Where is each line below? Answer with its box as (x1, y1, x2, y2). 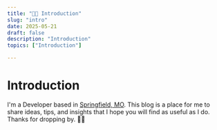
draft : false (7, 29, 45, 36)
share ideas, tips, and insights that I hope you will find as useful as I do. (7, 107, 210, 116)
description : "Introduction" (7, 36, 91, 43)
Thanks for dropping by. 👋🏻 (7, 115, 86, 123)
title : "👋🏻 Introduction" (7, 10, 82, 17)
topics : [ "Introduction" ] (7, 42, 82, 49)
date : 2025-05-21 (7, 23, 57, 30)
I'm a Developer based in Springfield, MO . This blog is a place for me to (7, 100, 211, 109)
